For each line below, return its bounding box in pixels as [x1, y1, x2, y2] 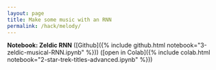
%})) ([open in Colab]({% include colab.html [85, 48, 211, 56]
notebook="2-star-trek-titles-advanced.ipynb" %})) [7, 56, 153, 64]
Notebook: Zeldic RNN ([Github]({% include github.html [7, 41, 166, 50]
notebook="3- [167, 41, 207, 50]
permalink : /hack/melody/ [7, 22, 81, 29]
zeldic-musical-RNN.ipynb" [7, 48, 84, 56]
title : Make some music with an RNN [7, 16, 112, 23]
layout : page [7, 10, 45, 17]
